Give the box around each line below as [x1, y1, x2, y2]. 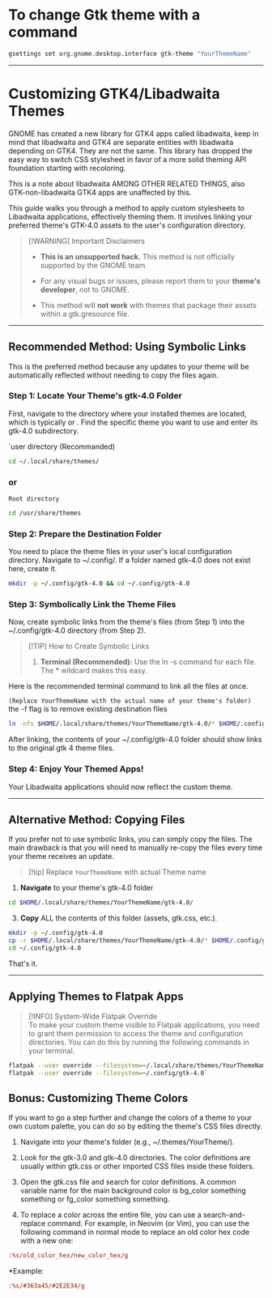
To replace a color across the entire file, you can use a [19, 1210, 202, 1220]
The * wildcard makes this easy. [40, 666, 147, 676]
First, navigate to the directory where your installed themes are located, [8, 408, 247, 418]
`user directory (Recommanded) [8, 442, 116, 451]
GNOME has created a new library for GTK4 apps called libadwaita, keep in [8, 128, 259, 139]
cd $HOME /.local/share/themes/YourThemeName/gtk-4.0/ [8, 899, 194, 907]
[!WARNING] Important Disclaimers [28, 236, 146, 246]
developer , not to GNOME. [40, 284, 130, 294]
